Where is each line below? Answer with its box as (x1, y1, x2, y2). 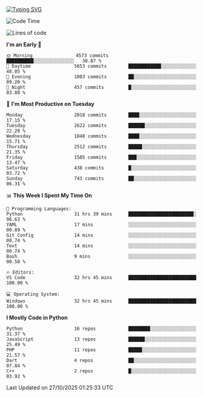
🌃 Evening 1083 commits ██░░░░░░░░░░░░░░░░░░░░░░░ (6, 74, 197, 80)
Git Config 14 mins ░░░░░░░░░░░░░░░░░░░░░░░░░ (6, 232, 197, 238)
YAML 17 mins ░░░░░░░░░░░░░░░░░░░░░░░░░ (6, 221, 197, 228)
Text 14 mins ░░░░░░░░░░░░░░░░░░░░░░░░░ (6, 243, 197, 249)
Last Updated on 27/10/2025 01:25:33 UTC (6, 384, 113, 391)
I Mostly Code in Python (6, 314, 68, 321)
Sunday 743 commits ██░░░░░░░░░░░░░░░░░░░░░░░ (6, 176, 197, 182)
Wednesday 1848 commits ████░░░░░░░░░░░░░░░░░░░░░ (6, 133, 197, 139)
